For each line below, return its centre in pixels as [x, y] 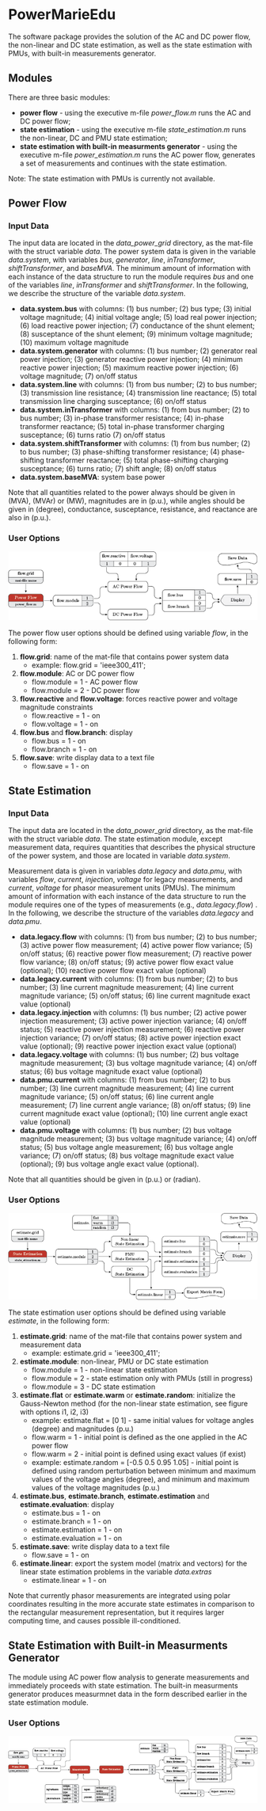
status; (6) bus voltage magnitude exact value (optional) [111, 1071]
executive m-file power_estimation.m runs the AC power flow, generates [137, 154]
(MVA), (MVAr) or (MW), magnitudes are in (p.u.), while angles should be [127, 501]
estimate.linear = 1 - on [69, 1580]
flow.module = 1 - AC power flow [85, 682]
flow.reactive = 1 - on [66, 715]
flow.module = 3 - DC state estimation [93, 1387]
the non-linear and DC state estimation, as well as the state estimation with [130, 44]
